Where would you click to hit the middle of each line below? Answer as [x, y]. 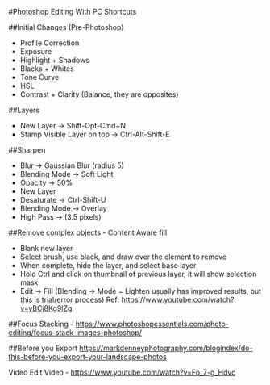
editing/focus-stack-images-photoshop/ [75, 333]
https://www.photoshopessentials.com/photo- [152, 324]
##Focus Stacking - [41, 324]
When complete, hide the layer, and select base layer [108, 265]
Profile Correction [50, 43]
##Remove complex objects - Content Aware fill [88, 232]
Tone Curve [39, 77]
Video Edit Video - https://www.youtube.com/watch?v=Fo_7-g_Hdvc [122, 372]
